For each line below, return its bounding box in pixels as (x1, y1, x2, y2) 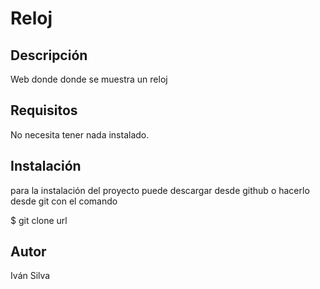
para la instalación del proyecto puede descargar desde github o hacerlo (10, 184, 310, 196)
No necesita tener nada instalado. (10, 128, 150, 141)
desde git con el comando (10, 195, 118, 207)
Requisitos (10, 102, 78, 119)
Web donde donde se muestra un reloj (10, 73, 168, 85)
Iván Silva (10, 270, 51, 282)
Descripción (10, 47, 88, 64)
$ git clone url (10, 214, 68, 226)
